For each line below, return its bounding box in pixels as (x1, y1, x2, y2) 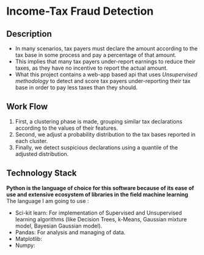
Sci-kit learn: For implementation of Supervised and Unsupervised (15, 209, 182, 216)
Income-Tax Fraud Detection (6, 4, 154, 18)
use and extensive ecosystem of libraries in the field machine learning (6, 191, 188, 198)
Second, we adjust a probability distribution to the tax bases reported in (15, 130, 196, 138)
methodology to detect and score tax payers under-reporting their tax (15, 78, 191, 84)
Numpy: (15, 242, 35, 249)
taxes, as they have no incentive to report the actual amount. (15, 64, 168, 72)
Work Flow (6, 102, 48, 112)
